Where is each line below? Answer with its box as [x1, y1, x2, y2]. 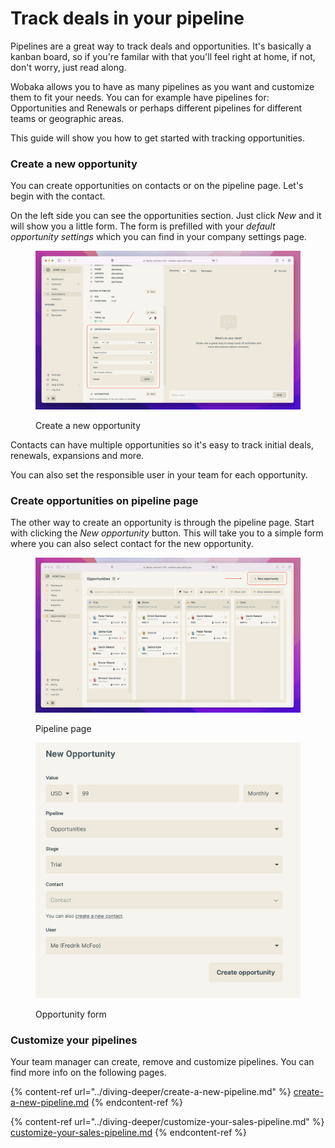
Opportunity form [35, 1008, 107, 1020]
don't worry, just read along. [10, 61, 127, 73]
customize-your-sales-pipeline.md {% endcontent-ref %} [10, 1126, 248, 1138]
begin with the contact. [10, 190, 106, 202]
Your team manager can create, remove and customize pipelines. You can [10, 1055, 315, 1067]
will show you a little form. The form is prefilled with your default [10, 220, 276, 232]
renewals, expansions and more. [10, 449, 145, 461]
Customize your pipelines [10, 1033, 138, 1047]
